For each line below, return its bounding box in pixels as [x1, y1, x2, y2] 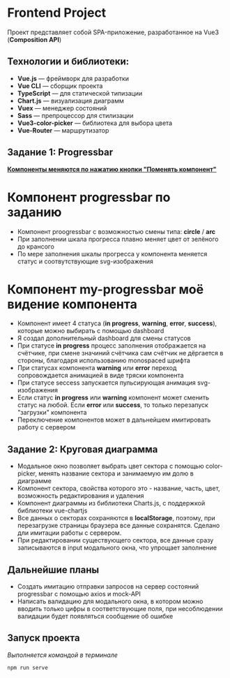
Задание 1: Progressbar [7, 147, 114, 159]
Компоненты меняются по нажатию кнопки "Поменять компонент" [7, 165, 217, 173]
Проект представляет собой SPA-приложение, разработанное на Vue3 [7, 28, 220, 36]
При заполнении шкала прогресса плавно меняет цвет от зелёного [17, 235, 219, 243]
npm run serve [7, 664, 49, 671]
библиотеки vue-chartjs [17, 506, 88, 515]
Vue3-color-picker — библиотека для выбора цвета [17, 119, 173, 127]
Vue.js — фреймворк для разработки [17, 74, 130, 82]
